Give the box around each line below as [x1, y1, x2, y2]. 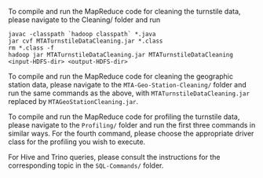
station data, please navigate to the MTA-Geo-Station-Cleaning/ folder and [8, 80, 247, 89]
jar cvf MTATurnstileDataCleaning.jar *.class [8, 37, 163, 45]
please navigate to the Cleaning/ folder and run [8, 15, 161, 24]
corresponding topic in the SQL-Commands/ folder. [8, 161, 164, 170]
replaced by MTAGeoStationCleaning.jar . [8, 97, 139, 106]
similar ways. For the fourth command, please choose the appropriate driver [8, 129, 254, 138]
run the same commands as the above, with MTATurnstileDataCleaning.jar [8, 88, 250, 98]
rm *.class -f [8, 44, 55, 52]
